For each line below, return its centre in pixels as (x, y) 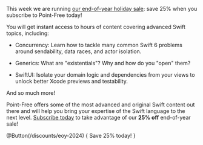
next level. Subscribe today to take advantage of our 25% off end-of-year (98, 118)
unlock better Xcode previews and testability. (72, 81)
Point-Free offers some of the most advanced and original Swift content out (101, 105)
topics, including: (28, 33)
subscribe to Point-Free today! (44, 15)
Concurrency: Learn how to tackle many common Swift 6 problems (99, 45)
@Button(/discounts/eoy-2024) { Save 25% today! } (71, 136)
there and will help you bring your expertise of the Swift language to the (96, 111)
